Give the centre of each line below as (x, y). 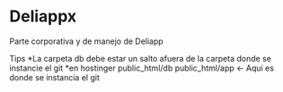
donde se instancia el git (55, 77)
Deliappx (43, 17)
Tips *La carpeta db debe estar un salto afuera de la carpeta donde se (141, 58)
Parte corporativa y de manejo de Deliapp (86, 41)
